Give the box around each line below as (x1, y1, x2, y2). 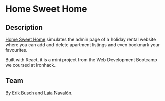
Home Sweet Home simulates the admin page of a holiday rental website (5, 36, 156, 42)
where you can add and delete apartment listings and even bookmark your (5, 42, 160, 48)
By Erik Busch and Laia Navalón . (5, 90, 73, 96)
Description (5, 23, 43, 32)
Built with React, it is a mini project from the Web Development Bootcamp (5, 57, 157, 63)
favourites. (5, 47, 28, 53)
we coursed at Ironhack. (5, 62, 56, 68)
